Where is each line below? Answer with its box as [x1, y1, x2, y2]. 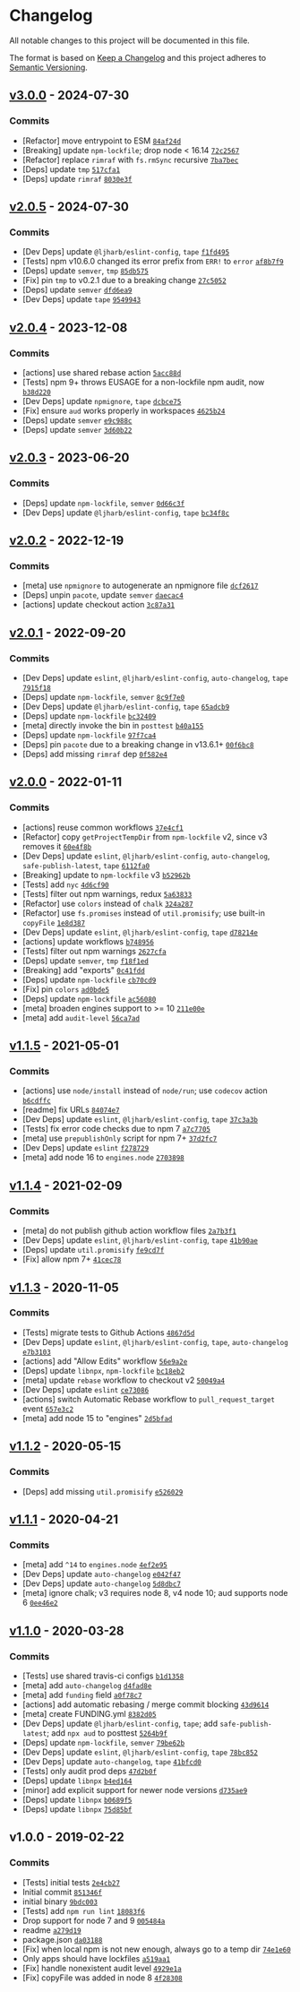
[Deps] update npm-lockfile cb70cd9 [21, 974, 157, 985]
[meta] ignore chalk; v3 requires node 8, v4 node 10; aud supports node [21, 1588, 288, 1599]
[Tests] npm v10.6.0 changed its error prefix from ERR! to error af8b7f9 [21, 256, 284, 267]
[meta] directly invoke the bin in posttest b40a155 [21, 720, 204, 731]
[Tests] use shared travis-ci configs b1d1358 [21, 1670, 184, 1681]
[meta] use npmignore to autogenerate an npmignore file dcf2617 [21, 580, 259, 591]
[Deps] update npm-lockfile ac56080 [21, 993, 157, 1004]
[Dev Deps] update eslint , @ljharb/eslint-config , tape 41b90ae [21, 1235, 258, 1246]
